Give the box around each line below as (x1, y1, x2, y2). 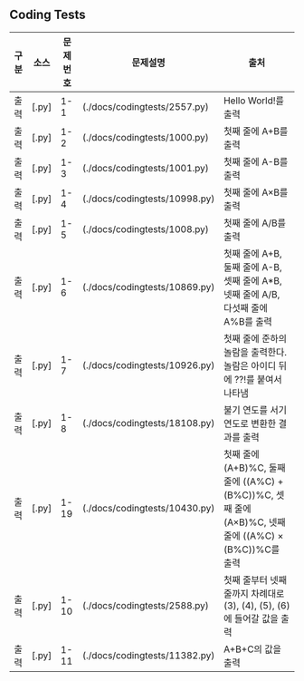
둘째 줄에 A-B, (223, 260, 282, 273)
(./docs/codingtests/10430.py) (81, 501, 215, 514)
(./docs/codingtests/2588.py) (81, 598, 210, 611)
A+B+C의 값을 (223, 643, 282, 656)
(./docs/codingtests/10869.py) (81, 280, 215, 293)
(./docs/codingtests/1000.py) (81, 131, 210, 143)
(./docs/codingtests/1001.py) (81, 161, 210, 174)
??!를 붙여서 (233, 373, 282, 385)
